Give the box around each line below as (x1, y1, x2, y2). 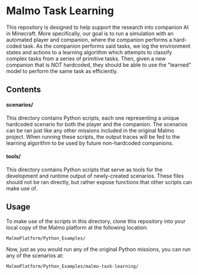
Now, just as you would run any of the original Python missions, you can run (6, 245, 191, 253)
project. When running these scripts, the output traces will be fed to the (6, 133, 180, 140)
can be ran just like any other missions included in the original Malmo (6, 127, 174, 134)
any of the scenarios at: (6, 252, 64, 259)
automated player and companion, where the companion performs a (6, 36, 173, 43)
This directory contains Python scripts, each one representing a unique (6, 114, 179, 122)
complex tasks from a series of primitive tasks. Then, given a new (6, 55, 166, 62)
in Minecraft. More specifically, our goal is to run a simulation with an (6, 30, 174, 37)
